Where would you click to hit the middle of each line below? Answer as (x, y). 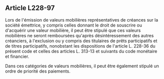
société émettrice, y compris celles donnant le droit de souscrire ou (74, 25)
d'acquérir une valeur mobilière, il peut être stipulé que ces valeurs (73, 30)
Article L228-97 (30, 8)
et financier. (17, 56)
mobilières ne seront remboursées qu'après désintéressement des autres (80, 35)
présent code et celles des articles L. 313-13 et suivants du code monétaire (81, 51)
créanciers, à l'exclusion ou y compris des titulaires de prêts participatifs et (81, 41)
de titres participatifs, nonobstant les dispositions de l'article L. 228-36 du (80, 46)
